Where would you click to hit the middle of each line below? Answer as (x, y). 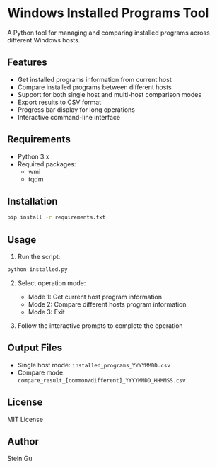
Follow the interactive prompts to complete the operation (100, 325)
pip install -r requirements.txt (57, 217)
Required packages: (47, 164)
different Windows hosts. (44, 40)
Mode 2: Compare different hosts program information (107, 304)
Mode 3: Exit (46, 312)
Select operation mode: (52, 283)
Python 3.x (33, 156)
